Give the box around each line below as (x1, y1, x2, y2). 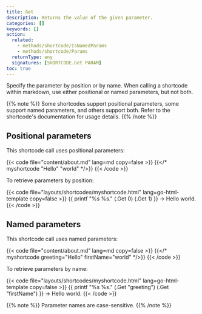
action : (6, 32, 26, 38)
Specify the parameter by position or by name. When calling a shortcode (6, 82, 188, 89)
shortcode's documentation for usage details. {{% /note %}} (6, 113, 157, 120)
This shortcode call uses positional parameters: (6, 147, 125, 154)
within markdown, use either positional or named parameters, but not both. (6, 89, 194, 96)
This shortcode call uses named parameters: (6, 235, 118, 242)
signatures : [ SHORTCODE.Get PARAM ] (12, 60, 102, 66)
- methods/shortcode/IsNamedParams (17, 43, 107, 49)
